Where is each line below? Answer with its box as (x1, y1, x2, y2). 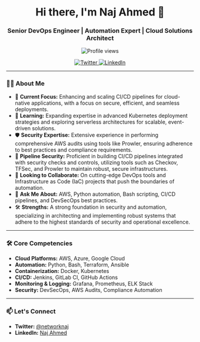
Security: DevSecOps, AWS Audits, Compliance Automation (14, 287, 162, 294)
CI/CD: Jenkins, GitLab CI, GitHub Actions (14, 274, 118, 281)
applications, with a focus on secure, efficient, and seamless (31, 99, 180, 106)
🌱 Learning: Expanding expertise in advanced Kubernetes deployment (14, 112, 188, 119)
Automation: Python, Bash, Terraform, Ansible (14, 261, 129, 268)
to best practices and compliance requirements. (14, 146, 133, 153)
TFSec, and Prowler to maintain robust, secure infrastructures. (14, 165, 168, 172)
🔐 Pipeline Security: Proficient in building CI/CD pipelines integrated (14, 152, 183, 159)
